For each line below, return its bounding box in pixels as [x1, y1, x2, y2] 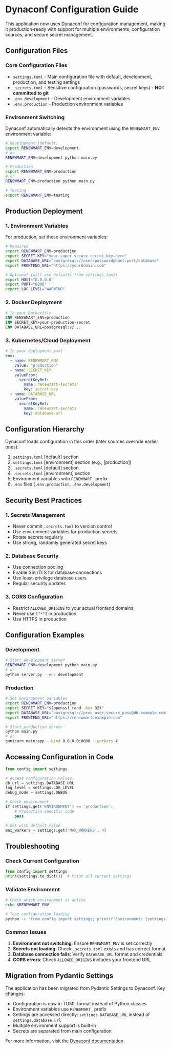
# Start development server [5, 658, 66, 663]
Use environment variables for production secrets [12, 529, 118, 535]
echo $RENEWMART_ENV [5, 903, 50, 908]
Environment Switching [5, 114, 65, 121]
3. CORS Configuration [5, 593, 63, 601]
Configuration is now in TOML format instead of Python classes [12, 1000, 147, 1006]
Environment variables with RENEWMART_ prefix [12, 476, 108, 482]
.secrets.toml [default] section [12, 465, 79, 471]
